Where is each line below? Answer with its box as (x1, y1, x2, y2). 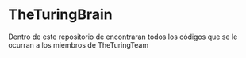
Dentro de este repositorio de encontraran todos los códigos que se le (8, 32, 238, 41)
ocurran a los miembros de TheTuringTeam (8, 40, 149, 49)
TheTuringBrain (8, 6, 113, 24)
